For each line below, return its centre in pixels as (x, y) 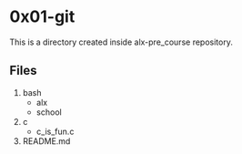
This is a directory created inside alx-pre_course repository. (121, 42)
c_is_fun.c (55, 131)
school (49, 112)
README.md (46, 141)
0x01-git (42, 17)
